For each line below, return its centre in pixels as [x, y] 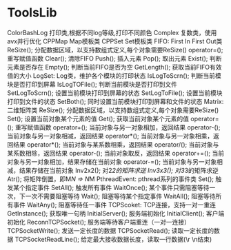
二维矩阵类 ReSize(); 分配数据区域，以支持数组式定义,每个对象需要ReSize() [113, 110]
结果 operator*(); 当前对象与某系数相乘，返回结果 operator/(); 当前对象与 [116, 144]
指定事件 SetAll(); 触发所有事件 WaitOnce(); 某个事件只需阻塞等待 [117, 187]
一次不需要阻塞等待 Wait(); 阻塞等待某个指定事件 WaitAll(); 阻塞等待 [120, 196]
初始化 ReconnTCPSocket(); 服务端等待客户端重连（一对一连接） [99, 222]
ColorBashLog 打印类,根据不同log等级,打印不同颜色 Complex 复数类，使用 [112, 32]
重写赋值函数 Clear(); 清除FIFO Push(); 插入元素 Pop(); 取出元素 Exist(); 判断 [114, 58]
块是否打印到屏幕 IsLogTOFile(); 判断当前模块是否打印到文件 [92, 84]
